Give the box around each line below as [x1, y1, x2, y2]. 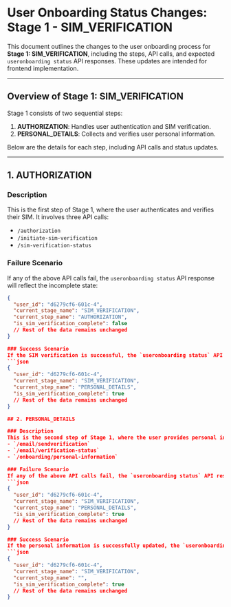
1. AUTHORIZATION [7, 169, 92, 181]
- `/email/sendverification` [7, 441, 91, 448]
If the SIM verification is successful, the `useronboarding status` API [7, 351, 223, 359]
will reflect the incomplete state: [7, 281, 98, 289]
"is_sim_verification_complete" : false [13, 320, 128, 327]
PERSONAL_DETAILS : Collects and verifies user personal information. [16, 130, 216, 138]
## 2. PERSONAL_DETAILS [7, 415, 76, 422]
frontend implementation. [7, 64, 79, 72]
